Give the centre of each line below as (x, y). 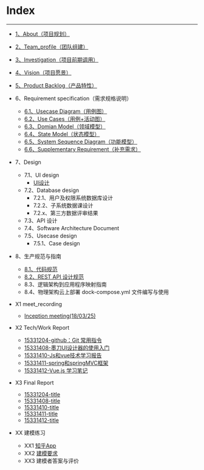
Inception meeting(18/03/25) (60, 316)
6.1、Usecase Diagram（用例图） (66, 111)
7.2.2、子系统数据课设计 (63, 205)
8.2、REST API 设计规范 (54, 276)
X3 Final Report (34, 383)
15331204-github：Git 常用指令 (63, 340)
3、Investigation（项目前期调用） (57, 60)
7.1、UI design (42, 175)
